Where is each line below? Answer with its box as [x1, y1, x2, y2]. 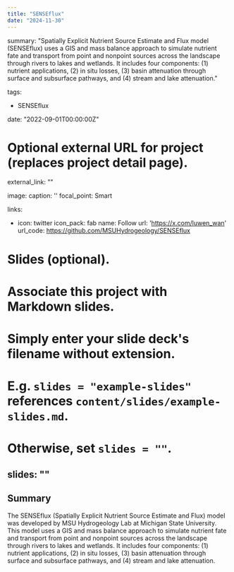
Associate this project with [7, 283, 168, 299]
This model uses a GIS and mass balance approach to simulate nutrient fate [7, 526, 227, 535]
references [7, 393, 73, 410]
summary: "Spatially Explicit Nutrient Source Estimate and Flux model [7, 36, 209, 44]
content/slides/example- [75, 395, 221, 409]
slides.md [7, 410, 65, 424]
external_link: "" [7, 178, 54, 186]
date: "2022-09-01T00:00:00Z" [7, 114, 99, 124]
